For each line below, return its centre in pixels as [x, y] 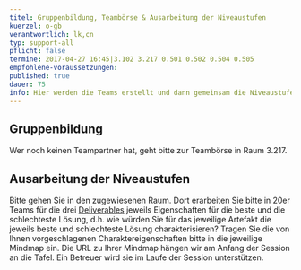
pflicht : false [38, 51]
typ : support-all [42, 43]
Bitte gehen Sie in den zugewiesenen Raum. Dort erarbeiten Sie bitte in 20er [150, 200]
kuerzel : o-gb [36, 26]
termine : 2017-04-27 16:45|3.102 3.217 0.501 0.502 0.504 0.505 [132, 59]
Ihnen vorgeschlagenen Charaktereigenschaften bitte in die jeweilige [136, 239]
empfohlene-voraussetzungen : [64, 68]
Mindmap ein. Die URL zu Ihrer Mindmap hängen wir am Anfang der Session [150, 248]
